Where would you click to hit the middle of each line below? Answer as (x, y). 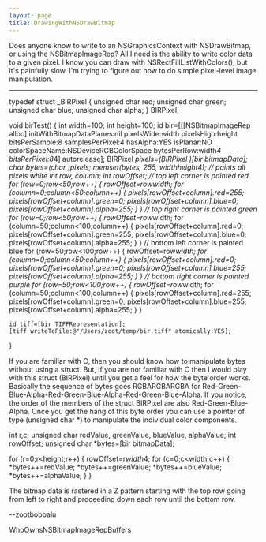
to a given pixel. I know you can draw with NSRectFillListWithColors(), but (128, 62)
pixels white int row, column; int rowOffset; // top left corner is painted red (129, 175)
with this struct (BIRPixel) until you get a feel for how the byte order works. (130, 378)
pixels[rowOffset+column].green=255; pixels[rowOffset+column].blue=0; (128, 234)
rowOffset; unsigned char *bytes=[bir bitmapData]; (92, 443)
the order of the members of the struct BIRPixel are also (99, 402)
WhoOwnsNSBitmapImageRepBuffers (70, 529)
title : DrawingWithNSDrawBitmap (62, 23)
